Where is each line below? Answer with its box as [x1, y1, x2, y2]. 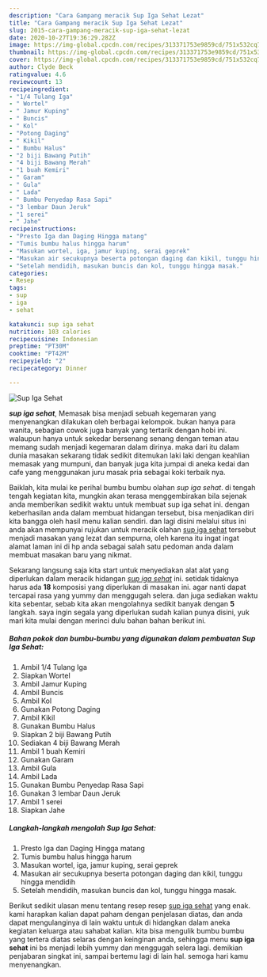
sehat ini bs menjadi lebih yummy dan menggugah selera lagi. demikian [9, 943, 243, 952]
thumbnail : [9, 48, 45, 56]
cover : [9, 56, 31, 64]
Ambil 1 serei [20, 796, 63, 806]
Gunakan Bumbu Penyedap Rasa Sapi [20, 780, 144, 789]
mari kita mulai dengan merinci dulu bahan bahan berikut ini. [9, 615, 207, 625]
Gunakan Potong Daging [20, 704, 101, 713]
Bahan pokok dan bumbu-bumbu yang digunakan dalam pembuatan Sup [9, 634, 256, 644]
